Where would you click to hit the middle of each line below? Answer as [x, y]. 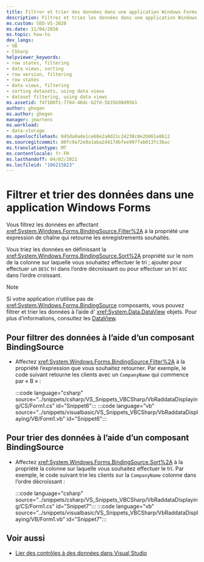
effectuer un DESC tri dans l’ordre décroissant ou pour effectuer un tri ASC [97, 269]
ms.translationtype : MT [37, 148]
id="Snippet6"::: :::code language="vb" [105, 406]
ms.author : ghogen [30, 114]
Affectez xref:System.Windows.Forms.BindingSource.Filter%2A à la [100, 362]
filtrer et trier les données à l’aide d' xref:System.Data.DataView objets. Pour [102, 312]
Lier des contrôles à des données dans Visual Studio [81, 553]
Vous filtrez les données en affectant [52, 225]
